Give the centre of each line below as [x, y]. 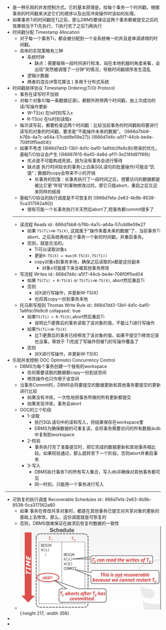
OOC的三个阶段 [36, 410]
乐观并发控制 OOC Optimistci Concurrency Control [63, 360]
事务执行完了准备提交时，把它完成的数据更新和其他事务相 [93, 447]
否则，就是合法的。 [47, 243]
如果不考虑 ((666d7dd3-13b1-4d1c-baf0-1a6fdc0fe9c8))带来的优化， [90, 148]
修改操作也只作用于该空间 [53, 379]
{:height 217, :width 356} [44, 613]
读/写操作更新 [34, 106]
